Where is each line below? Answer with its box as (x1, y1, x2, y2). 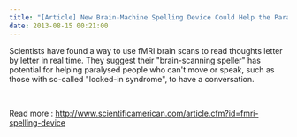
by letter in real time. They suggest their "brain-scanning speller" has (9, 55, 261, 65)
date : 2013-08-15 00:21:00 (9, 21, 109, 30)
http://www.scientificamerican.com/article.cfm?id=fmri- (55, 108, 259, 118)
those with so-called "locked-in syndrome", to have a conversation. (9, 73, 255, 84)
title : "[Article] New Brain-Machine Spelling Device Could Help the (9, 12, 271, 22)
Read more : (9, 108, 54, 118)
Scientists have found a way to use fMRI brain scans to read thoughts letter (9, 45, 283, 56)
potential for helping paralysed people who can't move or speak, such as (9, 64, 275, 75)
